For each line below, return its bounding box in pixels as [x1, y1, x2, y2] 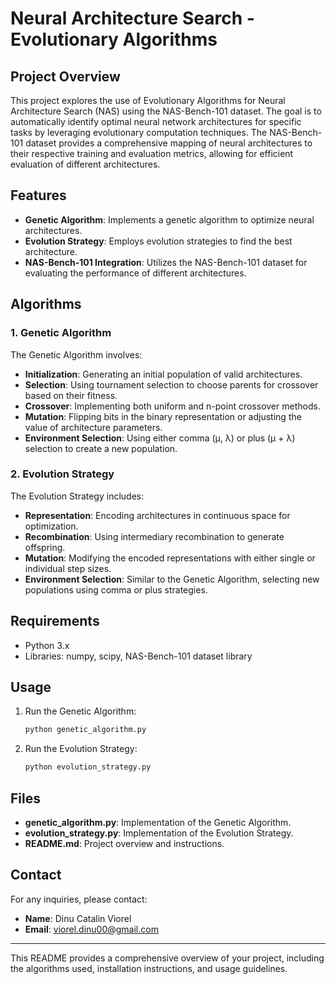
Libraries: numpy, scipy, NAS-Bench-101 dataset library [24, 650, 253, 662]
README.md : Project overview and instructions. [24, 837, 225, 849]
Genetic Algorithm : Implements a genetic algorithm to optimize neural [24, 213, 315, 226]
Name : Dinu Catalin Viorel [24, 912, 132, 924]
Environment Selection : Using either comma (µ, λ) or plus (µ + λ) [24, 432, 296, 444]
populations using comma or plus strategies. [24, 583, 208, 596]
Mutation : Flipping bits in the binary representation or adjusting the [24, 410, 302, 422]
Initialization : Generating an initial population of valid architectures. [24, 368, 303, 380]
